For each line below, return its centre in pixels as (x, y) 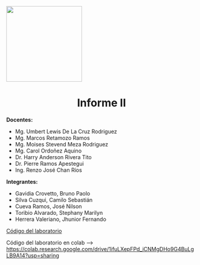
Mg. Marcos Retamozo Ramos (52, 138)
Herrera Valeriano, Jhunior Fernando (61, 219)
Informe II (102, 103)
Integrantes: (22, 182)
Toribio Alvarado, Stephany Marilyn (59, 212)
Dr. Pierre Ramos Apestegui (49, 163)
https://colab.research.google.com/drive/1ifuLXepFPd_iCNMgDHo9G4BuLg (100, 249)
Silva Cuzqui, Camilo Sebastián (54, 200)
